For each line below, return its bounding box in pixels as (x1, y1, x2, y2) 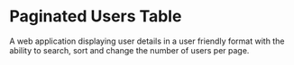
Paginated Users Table (9, 6, 182, 27)
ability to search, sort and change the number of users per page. (9, 45, 250, 55)
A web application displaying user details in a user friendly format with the (9, 36, 285, 46)
